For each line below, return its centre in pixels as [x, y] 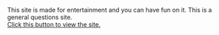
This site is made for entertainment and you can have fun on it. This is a [109, 10]
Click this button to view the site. [54, 24]
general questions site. [40, 17]
